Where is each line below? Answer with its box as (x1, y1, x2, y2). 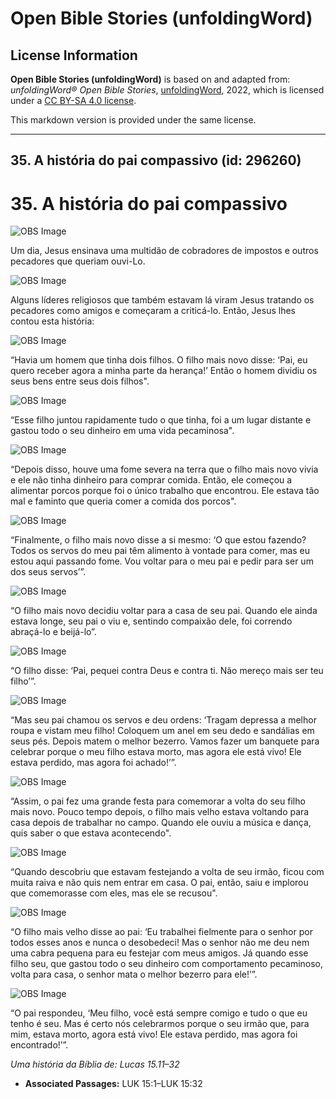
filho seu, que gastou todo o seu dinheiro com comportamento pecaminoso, (10, 958, 324, 970)
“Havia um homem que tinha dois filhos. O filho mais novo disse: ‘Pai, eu (10, 354, 308, 366)
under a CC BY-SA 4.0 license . (10, 95, 137, 106)
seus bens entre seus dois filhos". (10, 375, 150, 387)
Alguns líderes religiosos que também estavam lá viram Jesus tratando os (10, 294, 315, 306)
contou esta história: (10, 315, 95, 327)
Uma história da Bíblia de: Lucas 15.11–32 (10, 1058, 180, 1071)
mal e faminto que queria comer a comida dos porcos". (10, 495, 237, 507)
